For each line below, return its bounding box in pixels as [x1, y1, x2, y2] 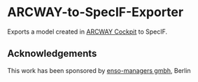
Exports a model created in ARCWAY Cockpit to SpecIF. [7, 27, 168, 36]
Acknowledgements [7, 48, 97, 60]
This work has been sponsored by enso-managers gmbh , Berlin [7, 66, 191, 74]
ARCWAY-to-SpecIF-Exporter [7, 4, 184, 20]
